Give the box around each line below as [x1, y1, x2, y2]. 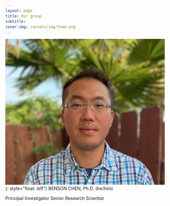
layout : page [5, 8, 33, 13]
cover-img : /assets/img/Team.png [5, 24, 76, 29]
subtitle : [5, 19, 26, 24]
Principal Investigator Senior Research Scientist [5, 195, 104, 201]
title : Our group [5, 13, 42, 19]
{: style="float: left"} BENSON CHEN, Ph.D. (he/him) [5, 185, 113, 191]
